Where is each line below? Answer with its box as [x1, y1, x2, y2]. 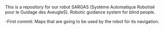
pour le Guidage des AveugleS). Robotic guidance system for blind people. [5, 9, 156, 15]
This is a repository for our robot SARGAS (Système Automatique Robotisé [5, 4, 155, 10]
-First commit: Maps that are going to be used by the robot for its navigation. [5, 19, 160, 24]
